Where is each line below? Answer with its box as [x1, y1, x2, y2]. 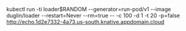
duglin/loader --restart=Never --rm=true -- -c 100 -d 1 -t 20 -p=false [6, 12, 180, 19]
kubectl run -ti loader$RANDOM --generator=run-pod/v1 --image [6, 6, 171, 13]
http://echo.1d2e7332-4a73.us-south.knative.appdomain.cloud [6, 18, 165, 25]
